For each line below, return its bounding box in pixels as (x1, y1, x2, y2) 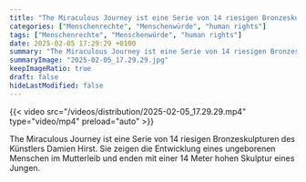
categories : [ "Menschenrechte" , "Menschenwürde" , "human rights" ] (9, 22, 267, 31)
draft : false (9, 73, 59, 82)
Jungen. (9, 162, 41, 173)
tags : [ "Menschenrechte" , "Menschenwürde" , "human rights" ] (9, 30, 243, 39)
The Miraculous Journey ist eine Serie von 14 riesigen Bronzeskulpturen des (9, 133, 296, 144)
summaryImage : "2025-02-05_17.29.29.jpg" (9, 56, 169, 65)
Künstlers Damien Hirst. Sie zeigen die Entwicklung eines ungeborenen (9, 143, 276, 154)
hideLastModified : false (9, 81, 104, 90)
